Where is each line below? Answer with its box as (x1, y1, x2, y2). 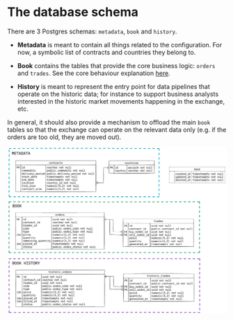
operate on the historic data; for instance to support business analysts (17, 90, 219, 98)
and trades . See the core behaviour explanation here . (17, 69, 170, 77)
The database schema (7, 4, 139, 20)
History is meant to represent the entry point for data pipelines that (17, 82, 210, 90)
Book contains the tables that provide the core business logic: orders (17, 61, 216, 70)
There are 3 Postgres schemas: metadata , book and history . (7, 27, 177, 35)
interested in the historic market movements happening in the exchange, (17, 97, 225, 105)
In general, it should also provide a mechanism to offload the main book (7, 118, 211, 126)
